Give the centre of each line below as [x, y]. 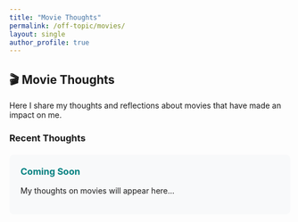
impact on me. [36, 115]
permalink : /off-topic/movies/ [67, 26]
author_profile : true [50, 42]
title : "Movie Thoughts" [55, 17]
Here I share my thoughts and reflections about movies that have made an [145, 106]
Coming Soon [50, 171]
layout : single [37, 34]
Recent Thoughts [48, 137]
